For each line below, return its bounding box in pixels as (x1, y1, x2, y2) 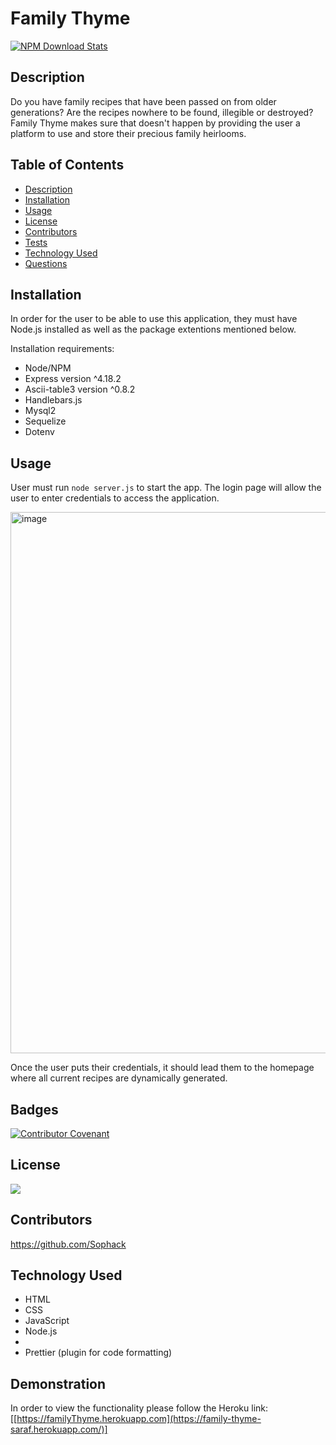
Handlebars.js (24, 394, 83, 406)
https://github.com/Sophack (10, 1238, 127, 1250)
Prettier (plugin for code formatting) (24, 1347, 173, 1359)
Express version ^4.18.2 (24, 373, 122, 385)
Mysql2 (24, 405, 57, 417)
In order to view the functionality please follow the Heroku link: (10, 1402, 269, 1414)
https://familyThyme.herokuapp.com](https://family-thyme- (16, 1413, 262, 1425)
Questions (24, 257, 68, 269)
